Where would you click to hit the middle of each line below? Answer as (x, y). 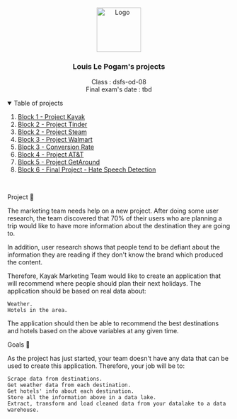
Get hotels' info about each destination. (71, 391)
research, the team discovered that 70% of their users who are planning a (115, 218)
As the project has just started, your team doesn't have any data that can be (118, 359)
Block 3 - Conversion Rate (56, 147)
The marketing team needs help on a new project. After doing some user (113, 211)
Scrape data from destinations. (55, 379)
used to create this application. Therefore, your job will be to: (96, 366)
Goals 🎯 (19, 345)
